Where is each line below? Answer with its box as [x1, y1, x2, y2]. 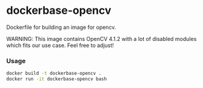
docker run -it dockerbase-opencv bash [6, 76, 107, 82]
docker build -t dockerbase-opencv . [6, 71, 102, 77]
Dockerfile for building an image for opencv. [6, 24, 116, 31]
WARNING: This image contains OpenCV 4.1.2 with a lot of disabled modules [6, 35, 197, 42]
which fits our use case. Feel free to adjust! [6, 42, 114, 49]
